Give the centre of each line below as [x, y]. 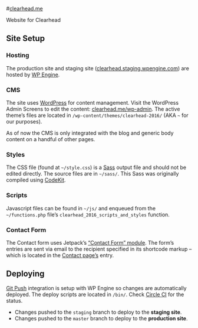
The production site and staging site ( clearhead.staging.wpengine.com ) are [98, 68]
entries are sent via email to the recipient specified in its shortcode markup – [99, 249]
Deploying [25, 274]
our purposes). [24, 121]
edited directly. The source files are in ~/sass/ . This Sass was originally [93, 174]
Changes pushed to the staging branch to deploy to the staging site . [98, 312]
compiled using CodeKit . [36, 180]
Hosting [18, 56]
